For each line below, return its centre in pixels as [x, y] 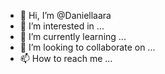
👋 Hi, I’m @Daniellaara [65, 15]
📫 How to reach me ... [66, 58]
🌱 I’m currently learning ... [73, 36]
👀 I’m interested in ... [62, 26]
